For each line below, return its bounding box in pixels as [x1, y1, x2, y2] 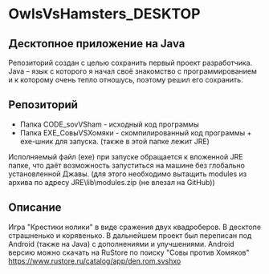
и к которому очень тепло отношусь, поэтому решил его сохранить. [8, 75, 243, 84]
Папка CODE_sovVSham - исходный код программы [19, 119, 199, 129]
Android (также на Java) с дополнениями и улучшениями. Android [8, 239, 234, 248]
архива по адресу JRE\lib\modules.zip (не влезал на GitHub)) [8, 177, 215, 187]
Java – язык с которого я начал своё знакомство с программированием [8, 66, 257, 76]
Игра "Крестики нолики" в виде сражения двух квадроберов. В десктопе [8, 222, 262, 232]
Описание [8, 201, 62, 215]
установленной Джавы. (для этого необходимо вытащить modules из [8, 169, 247, 179]
